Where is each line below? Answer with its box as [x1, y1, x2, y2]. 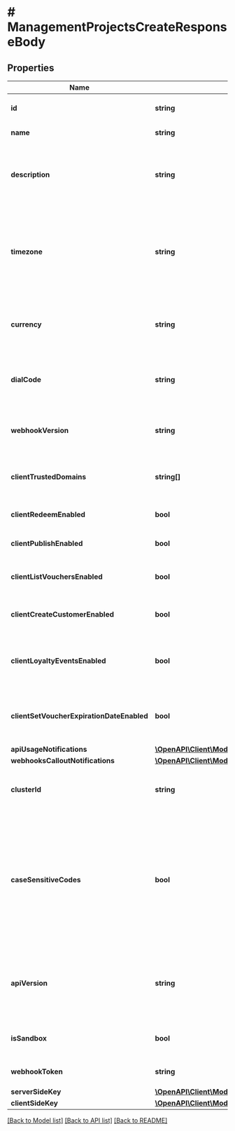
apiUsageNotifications [10, 744, 87, 754]
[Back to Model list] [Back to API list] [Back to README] [7, 1116, 168, 1125]
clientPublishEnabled [10, 539, 83, 548]
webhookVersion [10, 425, 69, 435]
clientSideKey [10, 1098, 58, 1108]
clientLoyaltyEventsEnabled [10, 656, 106, 666]
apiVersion [10, 978, 48, 988]
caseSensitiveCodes [10, 875, 81, 884]
